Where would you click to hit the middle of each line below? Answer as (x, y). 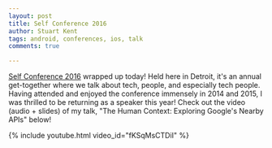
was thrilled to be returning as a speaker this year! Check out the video (127, 102)
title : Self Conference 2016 (58, 24)
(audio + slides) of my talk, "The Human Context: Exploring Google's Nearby (136, 111)
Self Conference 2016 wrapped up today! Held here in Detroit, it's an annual (135, 76)
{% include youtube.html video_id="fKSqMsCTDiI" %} (99, 136)
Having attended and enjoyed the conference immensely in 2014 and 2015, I (135, 94)
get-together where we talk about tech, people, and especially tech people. (134, 85)
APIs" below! (30, 120)
